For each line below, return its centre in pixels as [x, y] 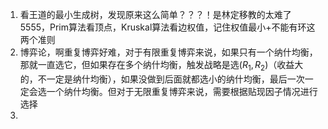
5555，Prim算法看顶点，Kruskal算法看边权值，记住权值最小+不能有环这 [167, 27]
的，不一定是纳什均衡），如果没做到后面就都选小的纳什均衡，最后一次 [162, 79]
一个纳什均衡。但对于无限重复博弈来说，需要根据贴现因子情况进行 [182, 91]
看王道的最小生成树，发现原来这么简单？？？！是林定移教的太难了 [155, 14]
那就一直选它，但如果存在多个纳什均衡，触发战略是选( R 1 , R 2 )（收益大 [161, 66]
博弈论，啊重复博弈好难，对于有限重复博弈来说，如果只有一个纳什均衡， [168, 52]
